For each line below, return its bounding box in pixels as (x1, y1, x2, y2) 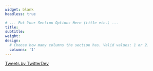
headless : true (5, 12, 36, 16)
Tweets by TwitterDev (5, 60, 49, 66)
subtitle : (5, 29, 25, 34)
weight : (5, 34, 21, 39)
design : (5, 38, 21, 43)
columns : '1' (9, 47, 36, 52)
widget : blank (5, 7, 34, 12)
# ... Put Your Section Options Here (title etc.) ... (5, 20, 119, 25)
